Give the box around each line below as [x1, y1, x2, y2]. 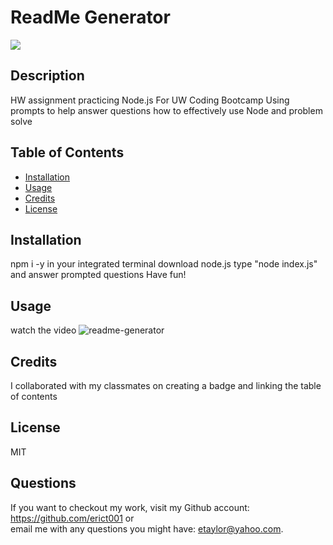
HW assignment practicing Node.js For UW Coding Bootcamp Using [10, 94, 290, 106]
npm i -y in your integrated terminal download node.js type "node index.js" [10, 258, 318, 270]
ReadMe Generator [10, 6, 171, 29]
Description [10, 67, 85, 85]
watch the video [10, 324, 77, 336]
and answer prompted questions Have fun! [10, 269, 187, 281]
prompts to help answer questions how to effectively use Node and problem [10, 104, 323, 116]
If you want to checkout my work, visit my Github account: [10, 501, 250, 513]
